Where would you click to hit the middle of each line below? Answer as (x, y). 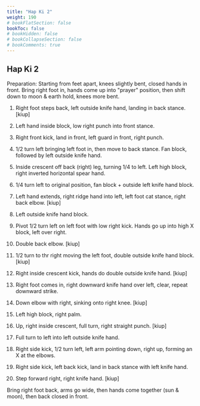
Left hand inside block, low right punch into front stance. (85, 125)
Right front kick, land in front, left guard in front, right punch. (90, 137)
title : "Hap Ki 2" (30, 12)
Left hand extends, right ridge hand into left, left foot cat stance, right (100, 196)
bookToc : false (26, 28)
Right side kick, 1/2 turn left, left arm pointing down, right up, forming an (104, 349)
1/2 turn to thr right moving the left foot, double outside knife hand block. (105, 255)
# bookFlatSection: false (39, 23)
